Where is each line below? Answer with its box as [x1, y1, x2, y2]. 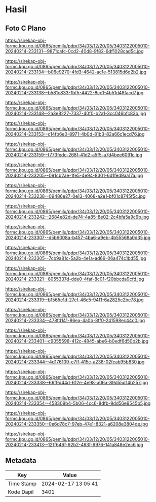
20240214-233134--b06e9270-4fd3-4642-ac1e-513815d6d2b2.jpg [5, 69, 147, 75]
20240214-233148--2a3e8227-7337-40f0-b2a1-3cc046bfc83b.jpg [5, 111, 146, 116]
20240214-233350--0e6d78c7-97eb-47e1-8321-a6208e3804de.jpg [5, 421, 148, 427]
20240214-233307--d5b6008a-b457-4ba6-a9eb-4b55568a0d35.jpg [5, 234, 151, 241]
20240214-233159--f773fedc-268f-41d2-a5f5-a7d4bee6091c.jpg [5, 152, 143, 157]
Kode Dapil [8, 488, 34, 495]
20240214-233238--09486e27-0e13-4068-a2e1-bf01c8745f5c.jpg [5, 193, 146, 199]
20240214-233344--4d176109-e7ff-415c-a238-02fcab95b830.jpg [5, 359, 145, 365]
